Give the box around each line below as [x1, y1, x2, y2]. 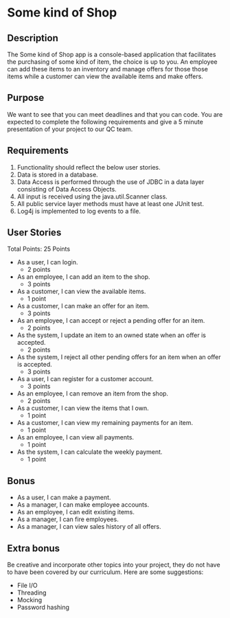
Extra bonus [7, 542, 60, 554]
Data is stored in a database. [16, 170, 98, 179]
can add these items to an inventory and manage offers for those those [7, 65, 208, 73]
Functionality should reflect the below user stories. [16, 163, 161, 171]
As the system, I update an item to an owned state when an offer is [16, 331, 206, 339]
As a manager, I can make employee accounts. [16, 501, 150, 509]
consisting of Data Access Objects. [16, 185, 117, 193]
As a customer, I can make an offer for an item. [16, 302, 150, 310]
